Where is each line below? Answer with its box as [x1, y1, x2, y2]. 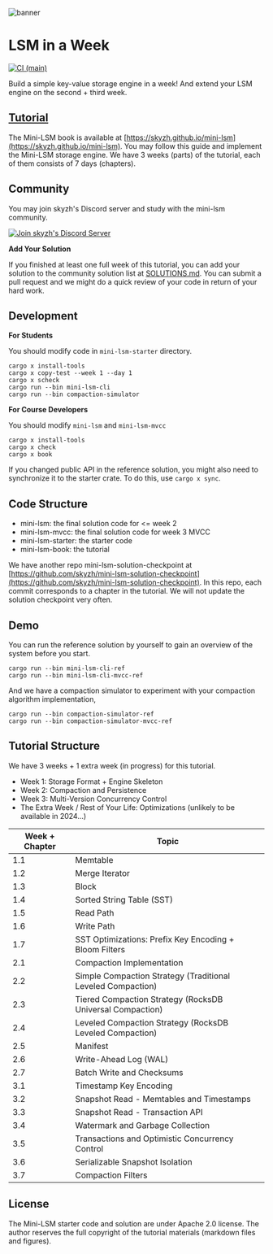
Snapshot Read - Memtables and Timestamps [75, 1093, 251, 1104]
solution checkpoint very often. [8, 594, 113, 605]
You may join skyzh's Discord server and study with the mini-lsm [8, 203, 226, 213]
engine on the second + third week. [8, 87, 128, 97]
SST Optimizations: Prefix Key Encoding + [75, 934, 235, 945]
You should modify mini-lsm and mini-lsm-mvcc [8, 420, 167, 430]
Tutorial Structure [8, 739, 100, 753]
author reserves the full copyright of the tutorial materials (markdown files [8, 1227, 256, 1237]
